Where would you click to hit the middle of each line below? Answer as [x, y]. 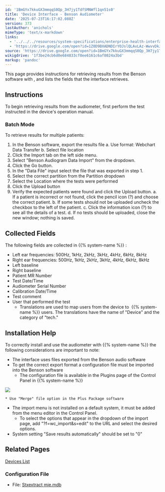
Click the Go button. [32, 166]
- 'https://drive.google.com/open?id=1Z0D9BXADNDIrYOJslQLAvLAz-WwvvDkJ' [86, 46]
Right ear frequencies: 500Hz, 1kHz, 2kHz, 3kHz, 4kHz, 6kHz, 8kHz [81, 260]
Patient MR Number [32, 276]
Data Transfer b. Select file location [48, 150]
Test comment [27, 297]
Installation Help [31, 333]
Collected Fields [30, 233]
